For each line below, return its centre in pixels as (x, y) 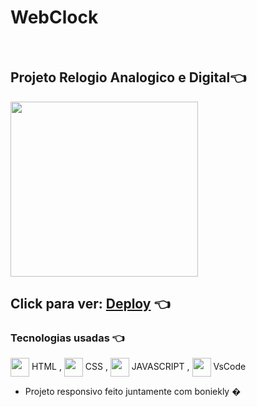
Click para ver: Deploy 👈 (90, 304)
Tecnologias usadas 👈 (67, 338)
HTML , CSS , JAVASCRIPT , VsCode (139, 367)
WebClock (54, 17)
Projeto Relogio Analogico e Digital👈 (128, 77)
